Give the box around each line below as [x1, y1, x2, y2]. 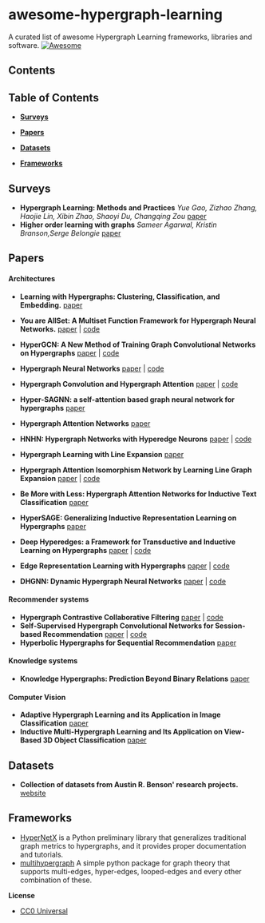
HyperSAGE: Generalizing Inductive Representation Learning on [19, 513, 237, 523]
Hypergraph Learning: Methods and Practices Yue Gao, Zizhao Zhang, [19, 202, 258, 213]
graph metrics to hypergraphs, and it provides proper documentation [19, 841, 247, 850]
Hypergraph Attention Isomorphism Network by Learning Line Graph [19, 465, 252, 475]
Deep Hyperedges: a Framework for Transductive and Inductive [19, 537, 235, 547]
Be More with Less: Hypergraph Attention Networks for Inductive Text [19, 489, 257, 499]
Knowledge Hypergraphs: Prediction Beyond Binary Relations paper [19, 674, 250, 683]
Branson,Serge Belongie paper [19, 228, 121, 237]
